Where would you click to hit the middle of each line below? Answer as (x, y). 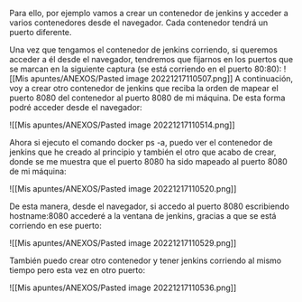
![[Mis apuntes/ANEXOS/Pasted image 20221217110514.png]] (122, 125)
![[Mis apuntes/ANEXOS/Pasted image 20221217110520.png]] (123, 189)
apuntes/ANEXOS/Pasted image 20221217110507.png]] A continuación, (162, 79)
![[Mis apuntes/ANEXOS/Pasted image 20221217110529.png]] (123, 243)
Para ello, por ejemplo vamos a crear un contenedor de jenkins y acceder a (149, 13)
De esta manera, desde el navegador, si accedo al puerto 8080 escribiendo (150, 206)
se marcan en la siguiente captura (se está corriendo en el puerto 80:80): (146, 69)
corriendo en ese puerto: (55, 226)
